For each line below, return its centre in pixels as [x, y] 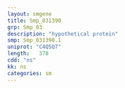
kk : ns [17, 67]
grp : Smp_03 [25, 27]
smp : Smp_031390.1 [34, 40]
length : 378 [28, 54]
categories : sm [30, 73]
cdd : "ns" [22, 60]
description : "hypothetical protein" [63, 34]
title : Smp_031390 [34, 21]
